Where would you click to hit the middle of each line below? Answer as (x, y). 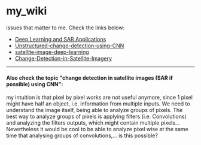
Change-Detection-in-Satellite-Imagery (63, 58)
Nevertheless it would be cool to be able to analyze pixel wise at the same (97, 129)
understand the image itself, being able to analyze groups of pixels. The (95, 110)
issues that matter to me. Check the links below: (65, 28)
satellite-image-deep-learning (52, 52)
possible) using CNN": (35, 84)
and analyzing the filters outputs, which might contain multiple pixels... (93, 123)
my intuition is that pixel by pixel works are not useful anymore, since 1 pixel (100, 98)
